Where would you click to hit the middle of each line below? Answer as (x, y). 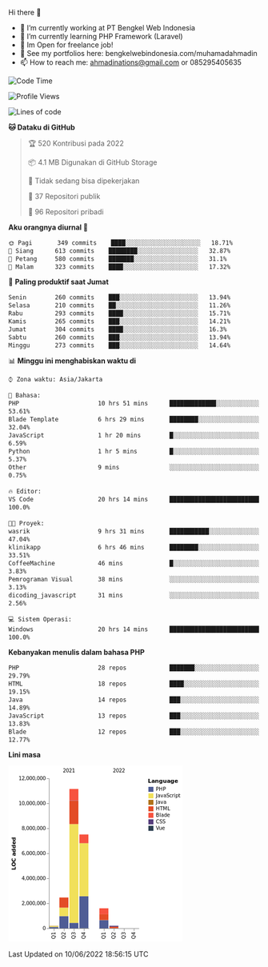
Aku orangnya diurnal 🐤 (48, 227)
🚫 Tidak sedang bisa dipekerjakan (84, 181)
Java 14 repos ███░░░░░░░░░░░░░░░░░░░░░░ (134, 700)
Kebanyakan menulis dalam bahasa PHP (77, 652)
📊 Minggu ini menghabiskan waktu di (72, 361)
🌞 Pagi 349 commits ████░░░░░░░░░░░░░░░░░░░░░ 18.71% (121, 243)
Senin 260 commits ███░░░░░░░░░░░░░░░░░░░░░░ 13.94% (119, 298)
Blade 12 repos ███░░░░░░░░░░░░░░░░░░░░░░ (134, 732)
